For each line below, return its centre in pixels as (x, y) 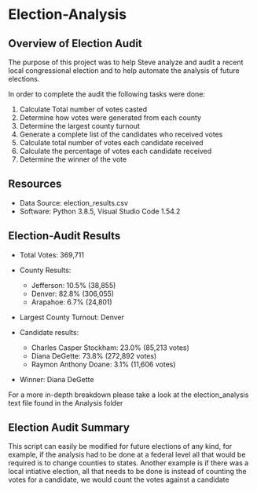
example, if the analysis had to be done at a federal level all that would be (127, 455)
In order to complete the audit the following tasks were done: (107, 94)
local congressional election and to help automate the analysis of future (124, 71)
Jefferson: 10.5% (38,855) (73, 285)
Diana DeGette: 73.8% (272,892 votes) (94, 355)
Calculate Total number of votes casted (83, 109)
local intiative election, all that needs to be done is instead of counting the (127, 472)
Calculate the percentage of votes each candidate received (116, 151)
